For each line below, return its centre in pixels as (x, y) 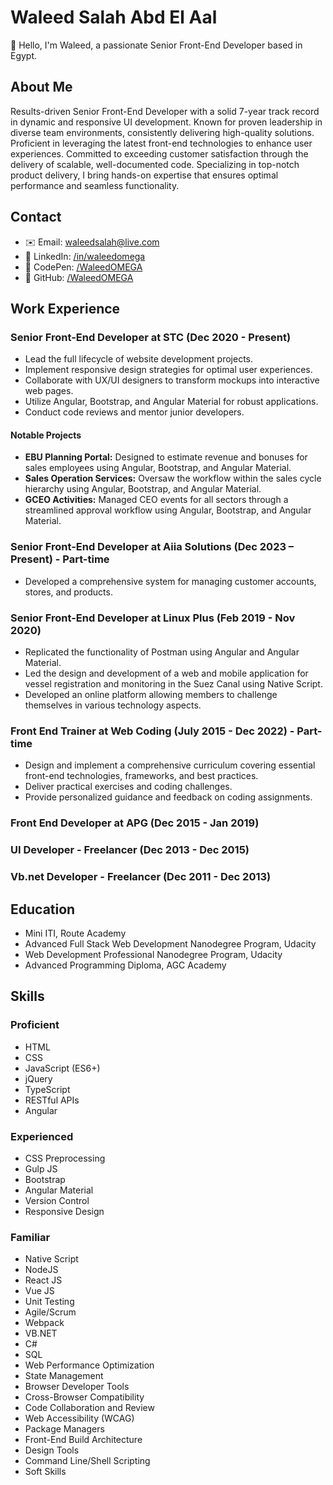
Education (43, 909)
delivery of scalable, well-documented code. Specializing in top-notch (155, 164)
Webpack (44, 1323)
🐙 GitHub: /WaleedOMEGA (79, 277)
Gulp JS (41, 1168)
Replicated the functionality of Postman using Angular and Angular (162, 652)
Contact (36, 217)
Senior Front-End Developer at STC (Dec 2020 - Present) (151, 337)
